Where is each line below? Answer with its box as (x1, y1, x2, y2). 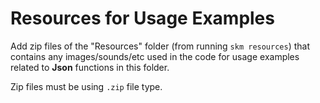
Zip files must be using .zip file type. (10, 80, 163, 92)
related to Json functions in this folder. (10, 61, 170, 73)
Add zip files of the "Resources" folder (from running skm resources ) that (10, 40, 311, 52)
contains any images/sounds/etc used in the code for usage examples (10, 50, 300, 62)
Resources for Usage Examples (10, 7, 275, 30)
